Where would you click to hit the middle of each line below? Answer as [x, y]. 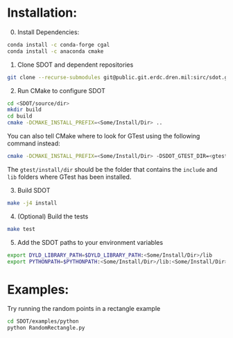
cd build [20, 116]
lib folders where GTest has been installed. [69, 177]
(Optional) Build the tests [53, 216]
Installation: [42, 13]
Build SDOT [34, 190]
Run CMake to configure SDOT [61, 90]
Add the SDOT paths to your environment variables [90, 242]
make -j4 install [32, 203]
